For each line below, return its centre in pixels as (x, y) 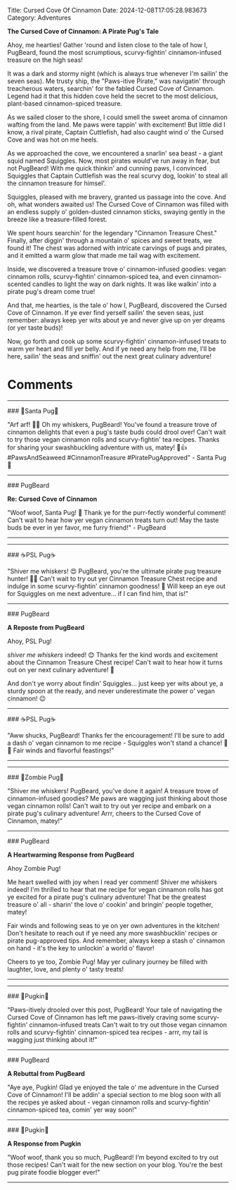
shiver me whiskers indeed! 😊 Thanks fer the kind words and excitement (113, 655)
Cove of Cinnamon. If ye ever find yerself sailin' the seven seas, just (105, 312)
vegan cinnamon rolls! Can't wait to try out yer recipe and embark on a (110, 805)
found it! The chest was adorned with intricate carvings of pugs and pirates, (117, 248)
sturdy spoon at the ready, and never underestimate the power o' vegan (111, 690)
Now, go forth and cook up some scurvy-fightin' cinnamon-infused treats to (117, 341)
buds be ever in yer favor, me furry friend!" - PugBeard (87, 527)
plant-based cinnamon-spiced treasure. (65, 104)
